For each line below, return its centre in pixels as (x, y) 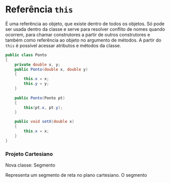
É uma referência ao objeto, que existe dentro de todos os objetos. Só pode (85, 24)
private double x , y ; (37, 65)
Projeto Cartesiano (29, 154)
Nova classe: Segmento (30, 165)
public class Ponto (26, 55)
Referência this (39, 10)
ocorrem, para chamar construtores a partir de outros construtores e (78, 34)
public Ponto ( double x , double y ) (51, 69)
